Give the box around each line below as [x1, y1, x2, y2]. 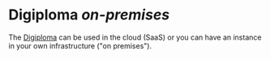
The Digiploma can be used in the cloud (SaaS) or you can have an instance [8, 32, 262, 42]
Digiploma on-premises [8, 6, 170, 24]
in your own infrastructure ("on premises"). [8, 40, 152, 50]
